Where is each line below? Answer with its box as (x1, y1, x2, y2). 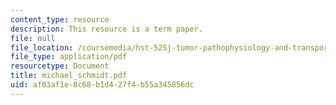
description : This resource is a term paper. (10, 24, 203, 34)
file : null (10, 33, 56, 43)
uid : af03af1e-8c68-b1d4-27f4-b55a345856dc (10, 80, 195, 90)
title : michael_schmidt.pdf (10, 71, 128, 81)
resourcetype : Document (10, 61, 110, 71)
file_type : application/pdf (10, 52, 128, 62)
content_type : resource (10, 14, 110, 25)
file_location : (10, 42, 74, 53)
